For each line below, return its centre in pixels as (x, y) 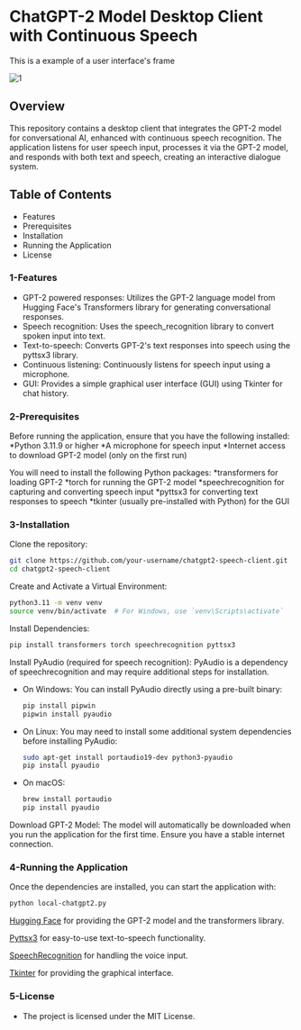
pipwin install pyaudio (67, 714)
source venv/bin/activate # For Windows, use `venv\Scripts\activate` (146, 611)
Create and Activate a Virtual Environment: (88, 586)
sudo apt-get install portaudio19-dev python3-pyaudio (128, 757)
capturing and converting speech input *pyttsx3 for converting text (134, 492)
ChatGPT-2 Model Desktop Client (137, 17)
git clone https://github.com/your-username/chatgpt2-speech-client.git (149, 561)
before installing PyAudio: (70, 741)
